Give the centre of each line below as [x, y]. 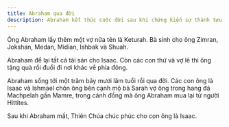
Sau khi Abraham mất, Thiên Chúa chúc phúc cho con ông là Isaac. [102, 116]
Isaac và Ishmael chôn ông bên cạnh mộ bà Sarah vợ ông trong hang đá [109, 88]
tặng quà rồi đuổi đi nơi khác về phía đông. [68, 67]
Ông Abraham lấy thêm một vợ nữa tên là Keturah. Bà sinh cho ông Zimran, [113, 39]
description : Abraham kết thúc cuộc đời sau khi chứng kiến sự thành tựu [115, 20]
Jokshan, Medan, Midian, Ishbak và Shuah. [68, 47]
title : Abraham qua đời [41, 13]
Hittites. [18, 102]
